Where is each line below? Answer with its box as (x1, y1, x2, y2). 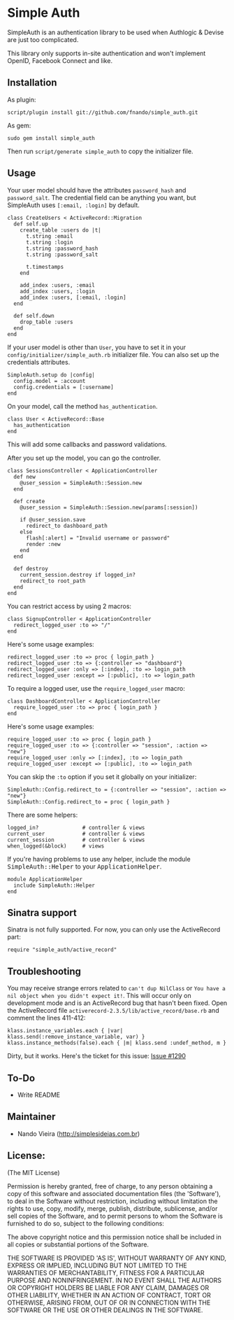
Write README (17, 1090, 61, 1099)
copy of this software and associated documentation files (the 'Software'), (7, 1189, 221, 1198)
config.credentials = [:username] (13, 384, 114, 391)
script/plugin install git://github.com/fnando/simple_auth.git (7, 108, 198, 116)
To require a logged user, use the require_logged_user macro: (7, 684, 185, 692)
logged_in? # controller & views (7, 824, 145, 831)
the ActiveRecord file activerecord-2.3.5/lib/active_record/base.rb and (7, 1006, 219, 1015)
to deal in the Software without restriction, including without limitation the (7, 1197, 218, 1205)
